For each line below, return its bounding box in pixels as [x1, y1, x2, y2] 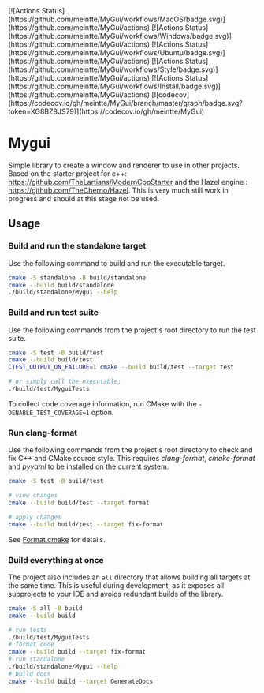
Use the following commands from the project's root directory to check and [8, 445, 254, 455]
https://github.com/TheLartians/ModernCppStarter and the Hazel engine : [8, 177, 248, 186]
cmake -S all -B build [8, 604, 83, 612]
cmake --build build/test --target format [8, 499, 150, 507]
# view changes [8, 492, 58, 500]
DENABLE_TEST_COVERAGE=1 [8, 409, 90, 417]
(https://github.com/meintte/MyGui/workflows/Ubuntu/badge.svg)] [8, 48, 226, 57]
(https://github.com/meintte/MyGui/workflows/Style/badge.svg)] [8, 65, 218, 74]
